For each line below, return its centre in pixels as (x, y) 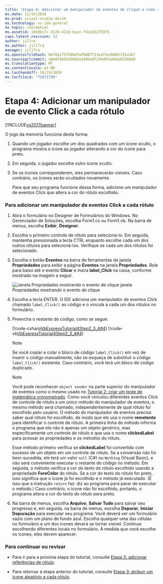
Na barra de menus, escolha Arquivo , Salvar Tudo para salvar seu (79, 503)
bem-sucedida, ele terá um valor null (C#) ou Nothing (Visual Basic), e (83, 458)
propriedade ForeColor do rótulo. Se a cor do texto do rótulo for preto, (82, 473)
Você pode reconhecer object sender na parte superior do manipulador (84, 386)
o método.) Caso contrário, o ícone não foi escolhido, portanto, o (77, 489)
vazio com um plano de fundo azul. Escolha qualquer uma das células (82, 519)
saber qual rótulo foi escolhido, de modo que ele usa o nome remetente (84, 417)
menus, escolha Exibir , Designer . (46, 225)
